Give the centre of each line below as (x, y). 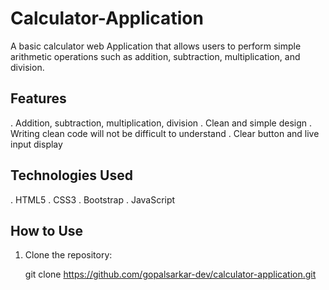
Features (38, 98)
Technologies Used (71, 175)
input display (36, 144)
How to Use (47, 230)
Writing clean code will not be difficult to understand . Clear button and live (165, 133)
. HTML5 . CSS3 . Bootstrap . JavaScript (93, 199)
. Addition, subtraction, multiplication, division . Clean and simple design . (161, 123)
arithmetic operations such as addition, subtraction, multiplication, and (155, 56)
